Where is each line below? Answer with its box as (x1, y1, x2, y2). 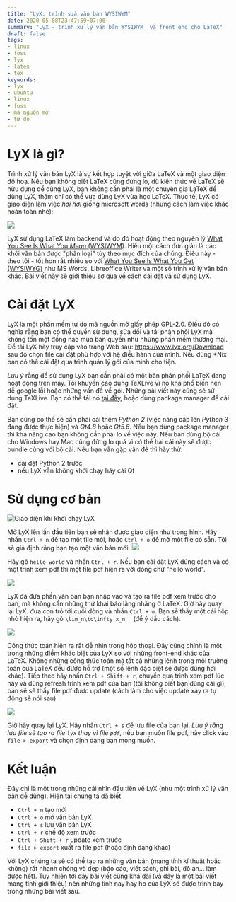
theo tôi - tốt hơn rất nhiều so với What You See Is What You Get (7, 256, 194, 265)
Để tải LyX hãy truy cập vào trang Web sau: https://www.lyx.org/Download (7, 342, 224, 351)
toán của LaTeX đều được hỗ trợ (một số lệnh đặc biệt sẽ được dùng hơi (7, 664, 216, 673)
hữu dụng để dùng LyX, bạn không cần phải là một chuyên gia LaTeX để (7, 185, 217, 193)
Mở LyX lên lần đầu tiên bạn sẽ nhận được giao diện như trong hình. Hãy (7, 528, 218, 536)
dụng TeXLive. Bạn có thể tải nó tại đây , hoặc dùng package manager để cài (7, 393, 230, 402)
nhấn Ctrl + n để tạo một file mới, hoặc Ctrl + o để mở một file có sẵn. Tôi (7, 536, 228, 544)
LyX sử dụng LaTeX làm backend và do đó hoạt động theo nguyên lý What (7, 234, 223, 243)
